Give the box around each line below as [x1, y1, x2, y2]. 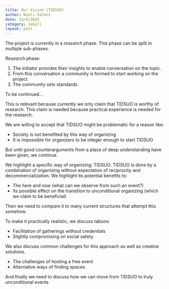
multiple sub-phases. [5, 46, 50, 52]
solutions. [5, 249, 26, 255]
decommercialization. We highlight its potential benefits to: [5, 173, 128, 179]
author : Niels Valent [5, 12, 51, 17]
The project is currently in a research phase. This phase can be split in [5, 40, 152, 46]
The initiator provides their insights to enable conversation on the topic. [12, 65, 161, 71]
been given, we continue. [5, 152, 58, 158]
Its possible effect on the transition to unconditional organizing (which [12, 188, 158, 194]
